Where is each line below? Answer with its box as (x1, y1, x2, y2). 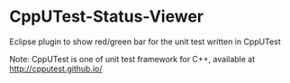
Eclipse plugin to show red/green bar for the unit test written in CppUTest (9, 36, 281, 47)
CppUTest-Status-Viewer (9, 6, 204, 27)
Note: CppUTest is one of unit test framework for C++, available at (9, 53, 256, 64)
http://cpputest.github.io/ (9, 63, 103, 74)
